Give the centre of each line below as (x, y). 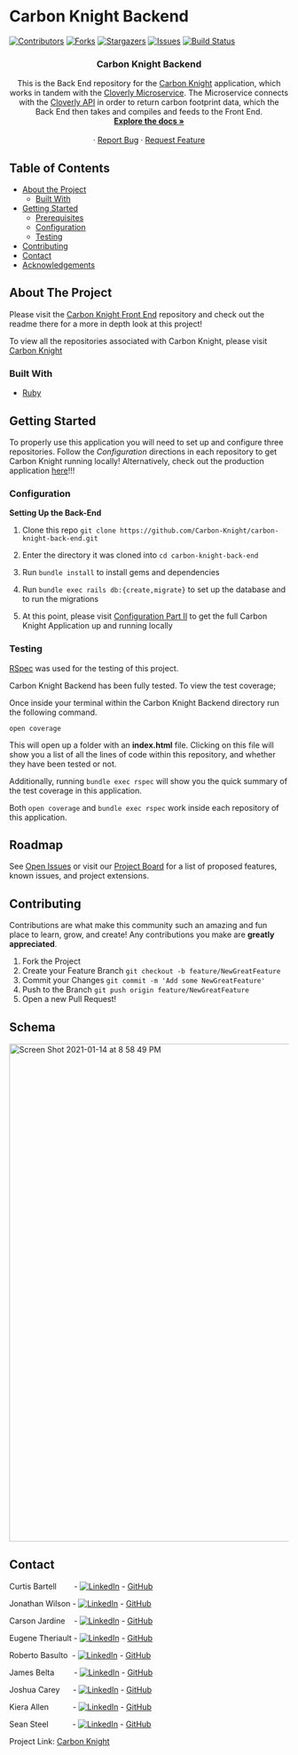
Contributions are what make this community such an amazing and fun (138, 926)
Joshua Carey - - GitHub (81, 1689)
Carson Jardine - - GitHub (81, 1621)
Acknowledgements (59, 265)
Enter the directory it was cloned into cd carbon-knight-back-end (140, 555)
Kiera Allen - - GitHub (81, 1707)
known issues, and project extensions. (79, 876)
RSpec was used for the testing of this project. (94, 668)
